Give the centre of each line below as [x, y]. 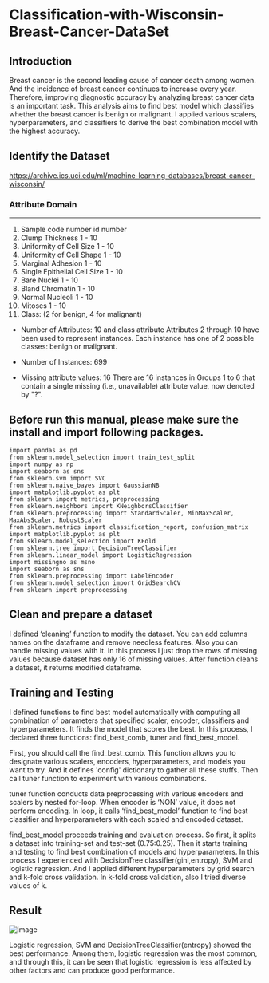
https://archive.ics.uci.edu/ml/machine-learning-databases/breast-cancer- [132, 175]
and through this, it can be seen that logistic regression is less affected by [131, 962]
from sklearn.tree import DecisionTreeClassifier [93, 548]
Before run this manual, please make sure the [124, 419]
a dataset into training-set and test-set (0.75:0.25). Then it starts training [129, 843]
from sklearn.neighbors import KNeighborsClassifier [99, 506]
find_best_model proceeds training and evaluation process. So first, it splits [133, 835]
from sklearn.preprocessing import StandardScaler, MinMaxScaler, [122, 513]
